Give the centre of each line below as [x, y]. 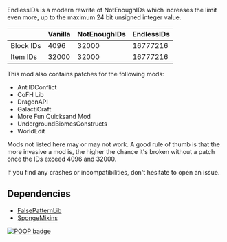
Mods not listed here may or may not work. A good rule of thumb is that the [113, 144]
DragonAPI [32, 102]
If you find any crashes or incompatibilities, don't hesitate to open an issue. [113, 172]
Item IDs [24, 57]
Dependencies [39, 194]
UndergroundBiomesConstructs [62, 124]
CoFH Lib [30, 95]
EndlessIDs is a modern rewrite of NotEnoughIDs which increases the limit [112, 10]
